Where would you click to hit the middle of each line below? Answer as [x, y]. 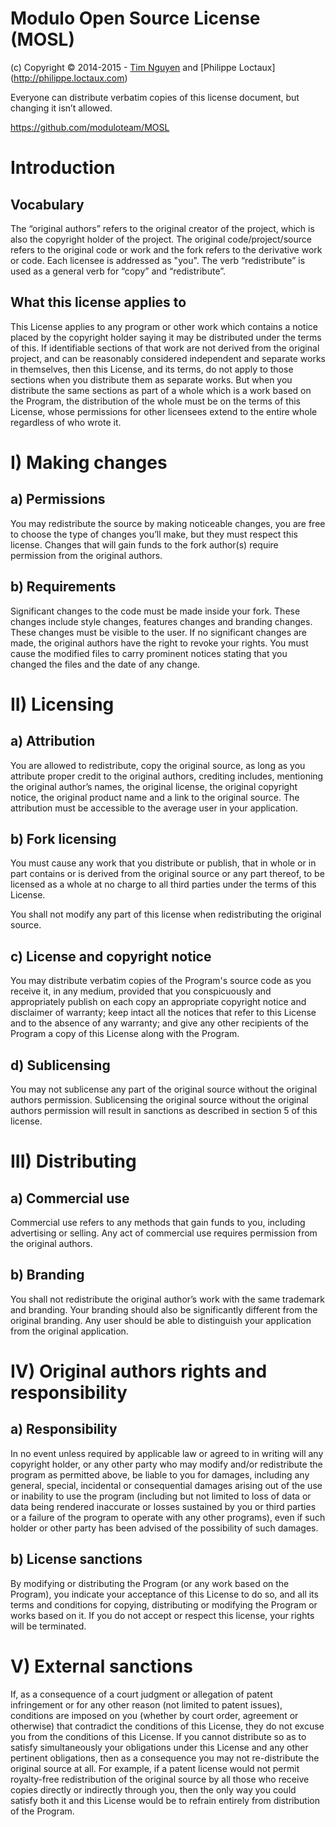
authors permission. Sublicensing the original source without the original [159, 1100]
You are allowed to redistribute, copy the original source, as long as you [158, 765]
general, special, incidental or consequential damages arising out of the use [166, 1485]
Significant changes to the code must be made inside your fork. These [155, 611]
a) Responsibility [64, 1429]
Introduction [63, 168]
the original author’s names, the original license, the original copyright [154, 786]
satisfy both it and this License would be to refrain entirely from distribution [165, 1800]
